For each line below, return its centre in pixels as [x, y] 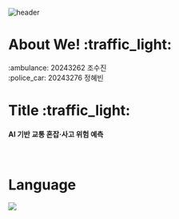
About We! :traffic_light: [90, 45]
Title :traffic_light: [69, 111]
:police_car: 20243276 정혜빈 [56, 78]
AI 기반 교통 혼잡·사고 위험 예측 [56, 134]
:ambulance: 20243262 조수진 [58, 67]
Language [42, 185]
